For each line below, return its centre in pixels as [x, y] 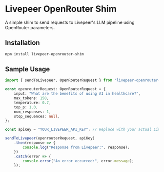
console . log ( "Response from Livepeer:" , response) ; [76, 147]
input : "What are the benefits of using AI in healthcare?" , [77, 94]
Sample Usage [28, 69]
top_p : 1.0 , [26, 107]
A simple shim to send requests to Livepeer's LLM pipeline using [70, 22]
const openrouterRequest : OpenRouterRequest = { [55, 89]
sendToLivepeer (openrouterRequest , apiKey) [50, 138]
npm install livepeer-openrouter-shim [44, 54]
